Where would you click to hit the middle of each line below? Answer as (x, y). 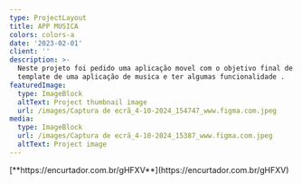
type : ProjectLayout (48, 18)
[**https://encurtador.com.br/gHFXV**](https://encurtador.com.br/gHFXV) (149, 169)
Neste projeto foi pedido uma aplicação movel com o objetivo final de (156, 69)
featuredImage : (38, 85)
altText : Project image (62, 144)
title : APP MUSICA (44, 26)
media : (22, 119)
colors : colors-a (42, 34)
